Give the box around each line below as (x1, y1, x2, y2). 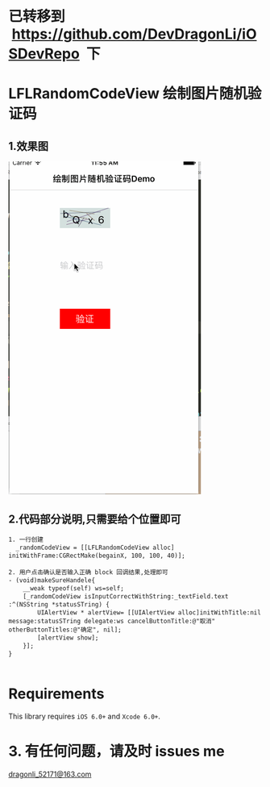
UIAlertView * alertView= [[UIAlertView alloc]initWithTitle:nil (37, 609, 262, 617)
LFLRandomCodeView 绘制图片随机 (8, 85, 248, 103)
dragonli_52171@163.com (8, 769, 92, 779)
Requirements (8, 685, 105, 703)
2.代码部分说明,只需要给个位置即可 (8, 512, 181, 526)
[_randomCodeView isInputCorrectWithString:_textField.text (23, 593, 229, 601)
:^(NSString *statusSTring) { (8, 601, 110, 609)
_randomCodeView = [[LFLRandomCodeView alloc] (15, 543, 175, 552)
